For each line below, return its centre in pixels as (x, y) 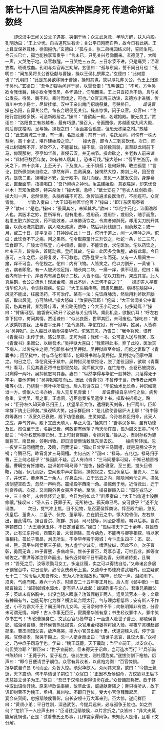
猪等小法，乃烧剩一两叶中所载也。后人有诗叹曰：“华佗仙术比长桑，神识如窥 (81, 386)
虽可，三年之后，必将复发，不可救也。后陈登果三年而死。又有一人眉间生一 (80, 257)
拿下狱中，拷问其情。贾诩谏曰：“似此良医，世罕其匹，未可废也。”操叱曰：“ (80, 318)
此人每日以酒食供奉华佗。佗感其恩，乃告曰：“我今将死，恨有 (91, 331)
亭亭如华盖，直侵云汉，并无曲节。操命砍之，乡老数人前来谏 (95, 153)
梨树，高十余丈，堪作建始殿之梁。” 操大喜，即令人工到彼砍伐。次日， (78, 141)
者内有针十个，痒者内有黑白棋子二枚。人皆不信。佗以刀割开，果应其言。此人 (82, 275)
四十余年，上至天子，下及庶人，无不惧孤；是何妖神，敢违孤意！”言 (89, 165)
